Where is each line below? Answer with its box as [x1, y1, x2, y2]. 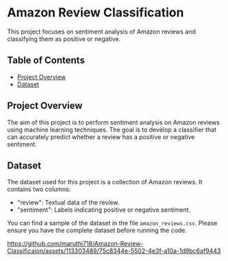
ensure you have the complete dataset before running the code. [7, 226, 187, 234]
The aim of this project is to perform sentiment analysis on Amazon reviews [7, 118, 220, 126]
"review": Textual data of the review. [16, 199, 120, 207]
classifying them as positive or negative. [7, 34, 121, 42]
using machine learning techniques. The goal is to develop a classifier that [7, 125, 217, 134]
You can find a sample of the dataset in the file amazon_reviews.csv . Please [7, 219, 218, 227]
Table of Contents [7, 55, 86, 66]
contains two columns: [7, 185, 71, 193]
